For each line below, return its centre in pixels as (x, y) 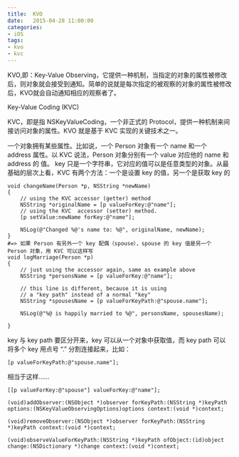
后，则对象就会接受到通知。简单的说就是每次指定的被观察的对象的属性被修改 (119, 83)
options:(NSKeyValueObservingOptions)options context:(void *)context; (116, 409)
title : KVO (25, 14)
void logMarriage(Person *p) (51, 257)
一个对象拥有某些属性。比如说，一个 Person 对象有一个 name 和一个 (107, 145)
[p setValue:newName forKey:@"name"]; (78, 217)
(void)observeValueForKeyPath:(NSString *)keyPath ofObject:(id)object (116, 440)
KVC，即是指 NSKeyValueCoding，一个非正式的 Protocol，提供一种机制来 (116, 121)
